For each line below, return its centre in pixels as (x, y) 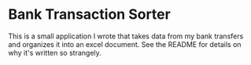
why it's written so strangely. (55, 52)
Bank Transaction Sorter (89, 14)
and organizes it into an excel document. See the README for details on (125, 44)
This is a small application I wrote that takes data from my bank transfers (126, 36)
